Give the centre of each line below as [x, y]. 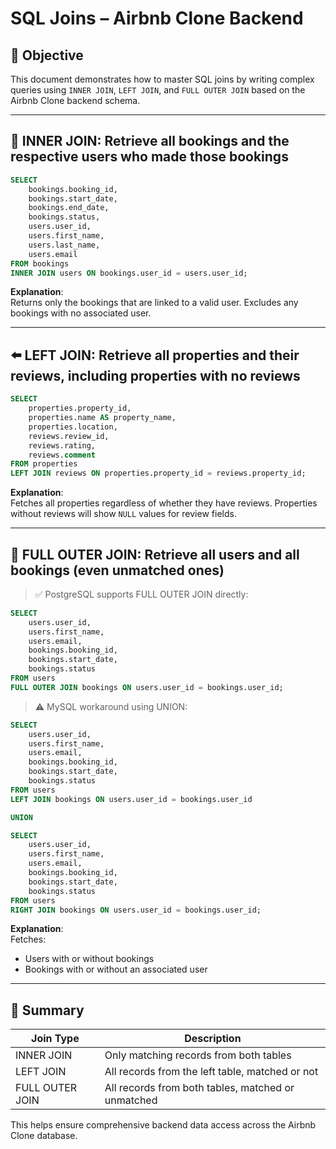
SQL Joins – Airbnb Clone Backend [157, 18]
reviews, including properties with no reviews [155, 375]
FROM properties [44, 464]
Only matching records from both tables [198, 1055]
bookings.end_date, [69, 208]
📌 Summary [47, 1010]
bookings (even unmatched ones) [117, 570]
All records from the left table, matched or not [211, 1072]
